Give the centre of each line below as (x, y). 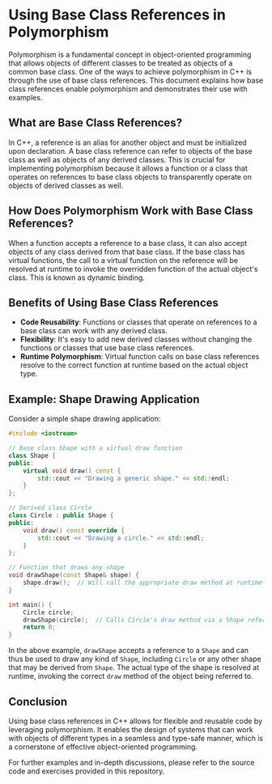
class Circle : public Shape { (61, 515)
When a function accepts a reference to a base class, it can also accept (128, 243)
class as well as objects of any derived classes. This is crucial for (117, 159)
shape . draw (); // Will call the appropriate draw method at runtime (143, 583)
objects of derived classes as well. (66, 185)
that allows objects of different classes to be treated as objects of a (121, 63)
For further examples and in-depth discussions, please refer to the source (132, 763)
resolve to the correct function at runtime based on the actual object (134, 365)
